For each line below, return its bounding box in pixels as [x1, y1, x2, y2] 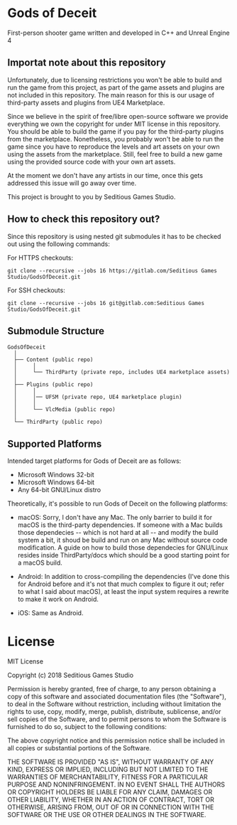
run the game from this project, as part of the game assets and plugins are [7, 83, 225, 92]
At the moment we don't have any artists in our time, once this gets [7, 171, 204, 179]
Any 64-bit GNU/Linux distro [17, 486, 101, 494]
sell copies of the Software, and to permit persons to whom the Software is [7, 715, 227, 723]
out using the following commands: [7, 240, 110, 248]
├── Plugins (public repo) [13, 381, 94, 388]
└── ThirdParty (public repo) [13, 418, 103, 426]
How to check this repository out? [7, 213, 160, 225]
